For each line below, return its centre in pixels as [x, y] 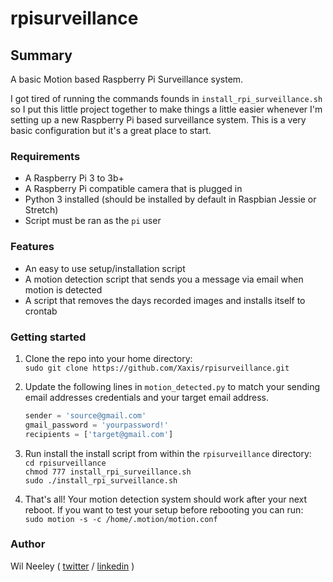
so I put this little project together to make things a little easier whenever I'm [166, 109]
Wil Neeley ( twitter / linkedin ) [72, 566]
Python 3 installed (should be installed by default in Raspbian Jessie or [170, 199]
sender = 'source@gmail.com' [85, 415]
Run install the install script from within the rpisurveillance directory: [168, 453]
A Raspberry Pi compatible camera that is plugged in [133, 189]
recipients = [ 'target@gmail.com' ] [99, 434]
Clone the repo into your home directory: [108, 358]
